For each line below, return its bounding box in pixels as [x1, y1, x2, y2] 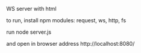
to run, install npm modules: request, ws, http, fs [6, 17, 127, 23]
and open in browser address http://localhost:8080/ [6, 40, 135, 47]
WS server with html [6, 5, 57, 12]
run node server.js [6, 28, 52, 36]
